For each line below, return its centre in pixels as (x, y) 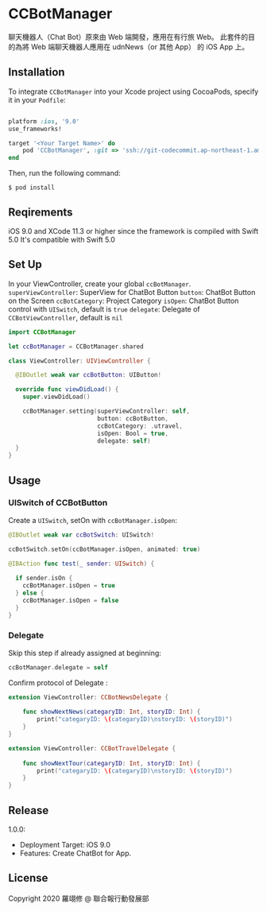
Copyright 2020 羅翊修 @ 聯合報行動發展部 (79, 898)
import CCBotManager (43, 332)
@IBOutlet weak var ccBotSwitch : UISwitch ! (81, 535)
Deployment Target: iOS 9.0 (65, 845)
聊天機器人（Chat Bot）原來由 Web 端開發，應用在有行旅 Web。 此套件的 (128, 37)
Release (29, 810)
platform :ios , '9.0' (44, 121)
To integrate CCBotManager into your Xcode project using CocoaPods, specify (133, 91)
